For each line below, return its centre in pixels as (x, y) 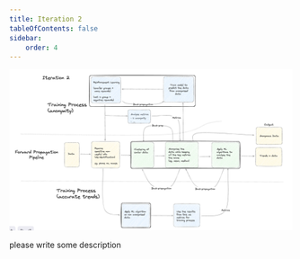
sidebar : (26, 38)
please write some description (65, 245)
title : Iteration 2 (46, 19)
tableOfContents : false (54, 28)
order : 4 (42, 48)
